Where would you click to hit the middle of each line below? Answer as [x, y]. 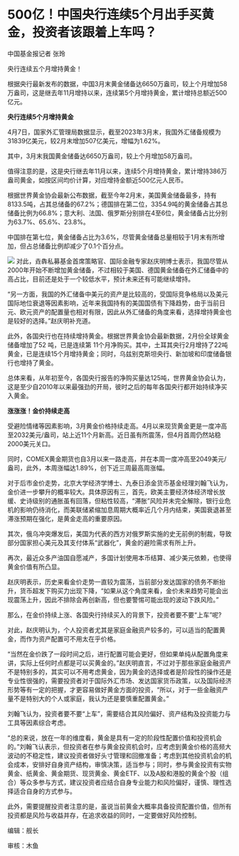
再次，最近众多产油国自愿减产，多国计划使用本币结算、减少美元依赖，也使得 [119, 557]
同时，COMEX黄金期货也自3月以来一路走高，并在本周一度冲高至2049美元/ [117, 459]
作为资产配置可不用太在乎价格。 [73, 639]
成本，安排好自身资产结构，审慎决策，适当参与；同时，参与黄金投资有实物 [122, 764]
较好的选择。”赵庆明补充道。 [54, 321]
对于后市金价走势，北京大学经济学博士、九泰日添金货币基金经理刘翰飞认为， [119, 483]
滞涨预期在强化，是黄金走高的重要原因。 [67, 518]
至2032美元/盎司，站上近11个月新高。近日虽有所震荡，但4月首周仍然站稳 [115, 435]
